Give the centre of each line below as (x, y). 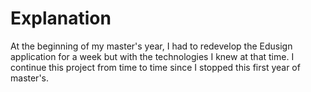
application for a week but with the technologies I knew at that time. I (152, 56)
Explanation (61, 18)
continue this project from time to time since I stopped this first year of (155, 67)
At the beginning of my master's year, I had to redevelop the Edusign (151, 46)
